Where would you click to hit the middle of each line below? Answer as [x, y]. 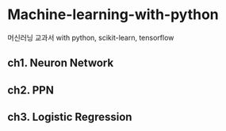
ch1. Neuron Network [61, 63]
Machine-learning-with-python [113, 15]
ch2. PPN [31, 90]
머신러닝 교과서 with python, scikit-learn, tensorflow [91, 37]
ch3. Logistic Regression [70, 117]
